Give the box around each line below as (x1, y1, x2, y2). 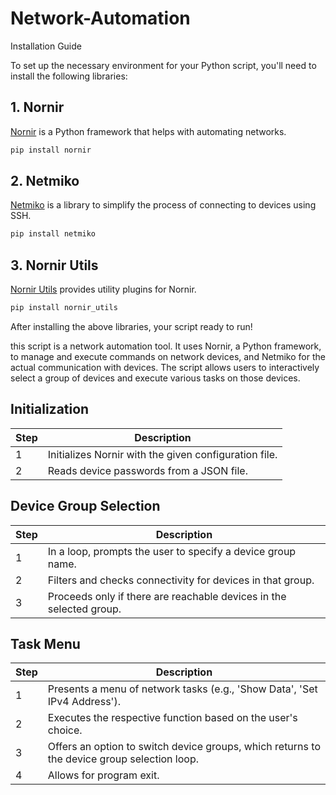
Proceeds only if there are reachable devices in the (47, 589, 287, 603)
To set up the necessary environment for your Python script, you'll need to (10, 59, 317, 71)
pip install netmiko (10, 229, 97, 239)
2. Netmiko (10, 173, 80, 190)
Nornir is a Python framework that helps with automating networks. (10, 125, 287, 137)
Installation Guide (10, 40, 82, 52)
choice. (47, 723, 83, 737)
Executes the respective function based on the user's (47, 711, 298, 725)
